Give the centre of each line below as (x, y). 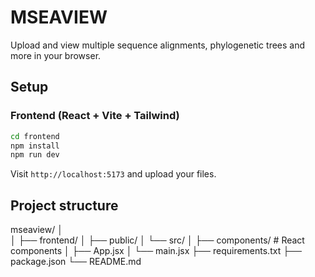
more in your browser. (56, 55)
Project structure (64, 205)
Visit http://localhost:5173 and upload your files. (113, 174)
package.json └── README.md (76, 262)
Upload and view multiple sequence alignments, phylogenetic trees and (158, 45)
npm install (35, 146)
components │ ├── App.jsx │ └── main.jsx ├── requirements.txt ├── (156, 251)
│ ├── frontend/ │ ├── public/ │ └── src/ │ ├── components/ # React (157, 240)
